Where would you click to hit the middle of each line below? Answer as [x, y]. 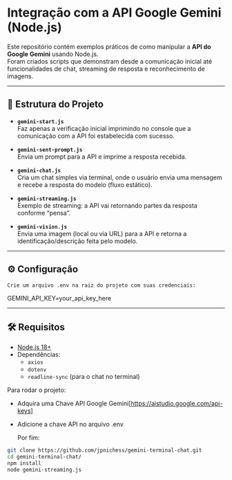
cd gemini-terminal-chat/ [44, 457]
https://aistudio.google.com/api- [177, 404]
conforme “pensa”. [44, 213]
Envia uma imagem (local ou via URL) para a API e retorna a [102, 233]
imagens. [20, 76]
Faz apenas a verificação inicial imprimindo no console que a [104, 128]
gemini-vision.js [42, 226]
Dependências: [39, 355]
